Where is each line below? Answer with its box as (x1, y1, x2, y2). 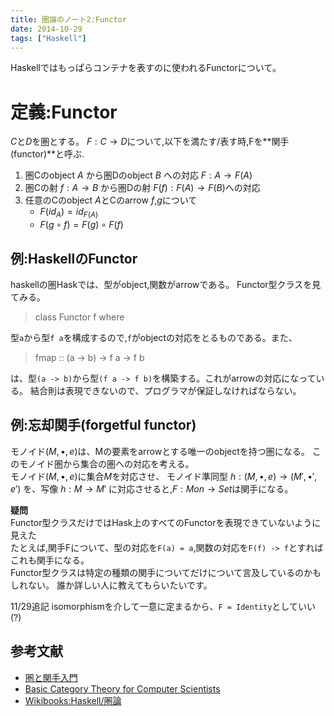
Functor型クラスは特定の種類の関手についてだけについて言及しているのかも (10, 566, 322, 578)
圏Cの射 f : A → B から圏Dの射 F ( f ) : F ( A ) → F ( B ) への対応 (24, 182, 261, 194)
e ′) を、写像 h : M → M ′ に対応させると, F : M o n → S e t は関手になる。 (10, 482, 294, 495)
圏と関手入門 (24, 671, 78, 683)
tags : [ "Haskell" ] (10, 33, 87, 43)
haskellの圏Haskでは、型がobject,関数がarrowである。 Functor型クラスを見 (10, 278, 322, 290)
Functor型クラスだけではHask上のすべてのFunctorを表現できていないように (10, 516, 322, 528)
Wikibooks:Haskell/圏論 (24, 694, 122, 706)
